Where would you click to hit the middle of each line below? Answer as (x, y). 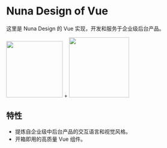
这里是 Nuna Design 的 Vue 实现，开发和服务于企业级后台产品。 (85, 28)
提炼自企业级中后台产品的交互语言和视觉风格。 (73, 131)
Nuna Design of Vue (57, 11)
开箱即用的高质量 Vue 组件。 (50, 139)
